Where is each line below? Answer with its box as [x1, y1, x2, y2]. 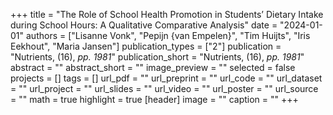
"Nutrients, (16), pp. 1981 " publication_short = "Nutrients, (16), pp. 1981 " [10, 51, 305, 63]
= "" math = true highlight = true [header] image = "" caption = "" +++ [10, 94, 299, 105]
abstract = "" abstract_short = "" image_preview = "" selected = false [10, 62, 296, 73]
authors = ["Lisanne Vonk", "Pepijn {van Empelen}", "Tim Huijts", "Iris [25, 30, 311, 41]
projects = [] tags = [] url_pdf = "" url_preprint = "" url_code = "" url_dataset [10, 72, 323, 84]
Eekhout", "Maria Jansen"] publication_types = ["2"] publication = [10, 40, 282, 52]
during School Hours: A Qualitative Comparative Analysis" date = [10, 19, 278, 31]
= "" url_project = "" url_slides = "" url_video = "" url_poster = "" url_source [10, 83, 319, 94]
